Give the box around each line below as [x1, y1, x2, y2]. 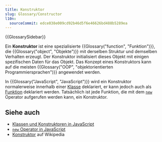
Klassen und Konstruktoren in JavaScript [12, 121, 94, 127]
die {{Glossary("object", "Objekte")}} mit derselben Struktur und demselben [5, 49, 157, 54]
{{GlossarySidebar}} [5, 34, 46, 40]
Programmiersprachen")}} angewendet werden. [5, 69, 101, 75]
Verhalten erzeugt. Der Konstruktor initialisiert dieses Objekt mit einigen [5, 54, 149, 60]
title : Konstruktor [5, 7, 45, 12]
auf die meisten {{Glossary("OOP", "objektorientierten [5, 64, 113, 70]
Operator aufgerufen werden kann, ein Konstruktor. [5, 94, 108, 100]
